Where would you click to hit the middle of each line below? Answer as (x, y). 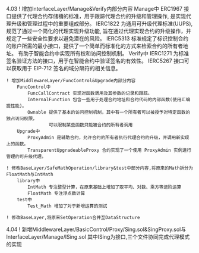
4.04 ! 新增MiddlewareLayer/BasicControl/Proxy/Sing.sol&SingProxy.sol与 (96, 229)
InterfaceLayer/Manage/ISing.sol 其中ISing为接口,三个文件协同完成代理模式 (98, 237)
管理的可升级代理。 (26, 157)
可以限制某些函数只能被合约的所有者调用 (91, 125)
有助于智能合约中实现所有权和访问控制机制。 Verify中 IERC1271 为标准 (103, 53)
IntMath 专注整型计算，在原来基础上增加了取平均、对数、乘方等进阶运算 (105, 187)
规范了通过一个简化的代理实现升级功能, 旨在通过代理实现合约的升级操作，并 (99, 31)
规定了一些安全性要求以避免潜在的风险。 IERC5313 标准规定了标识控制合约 (97, 38)
